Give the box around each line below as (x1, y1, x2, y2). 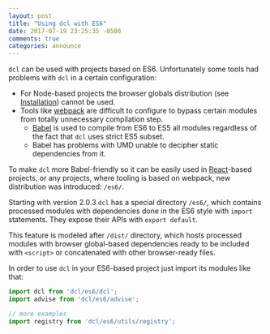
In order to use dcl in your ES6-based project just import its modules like (8, 263, 251, 273)
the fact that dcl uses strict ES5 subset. (32, 131, 165, 142)
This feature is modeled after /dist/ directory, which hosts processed (8, 230, 242, 240)
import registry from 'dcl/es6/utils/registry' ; (8, 317, 176, 325)
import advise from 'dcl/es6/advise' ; (8, 295, 139, 303)
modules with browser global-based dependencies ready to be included (8, 239, 250, 249)
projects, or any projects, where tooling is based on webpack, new (8, 173, 231, 183)
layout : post (8, 11, 53, 20)
